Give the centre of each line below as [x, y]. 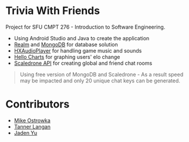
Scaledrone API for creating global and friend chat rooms [83, 63]
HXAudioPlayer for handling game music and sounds [78, 50]
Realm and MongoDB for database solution [66, 44]
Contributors [38, 104]
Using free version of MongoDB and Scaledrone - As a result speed [102, 74]
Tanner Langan [32, 126]
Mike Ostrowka [32, 120]
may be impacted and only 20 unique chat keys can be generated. [100, 81]
